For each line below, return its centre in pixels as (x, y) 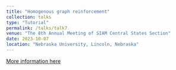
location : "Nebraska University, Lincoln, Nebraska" (73, 45)
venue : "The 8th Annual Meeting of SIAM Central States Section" (88, 34)
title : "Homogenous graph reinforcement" (58, 11)
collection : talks (29, 17)
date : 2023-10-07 (28, 39)
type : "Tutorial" (28, 22)
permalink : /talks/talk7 (37, 28)
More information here (33, 61)
